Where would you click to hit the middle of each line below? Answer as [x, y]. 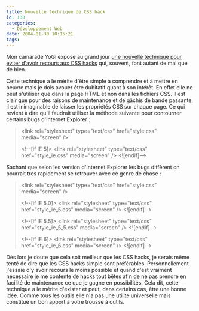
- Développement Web [37, 29]
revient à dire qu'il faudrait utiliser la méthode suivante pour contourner [94, 113]
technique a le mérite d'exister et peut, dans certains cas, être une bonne [97, 289]
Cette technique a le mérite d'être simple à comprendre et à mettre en [92, 81]
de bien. [16, 69]
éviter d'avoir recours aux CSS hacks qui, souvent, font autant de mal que [97, 63]
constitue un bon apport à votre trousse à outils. [65, 302]
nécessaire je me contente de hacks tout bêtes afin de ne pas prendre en [96, 276]
